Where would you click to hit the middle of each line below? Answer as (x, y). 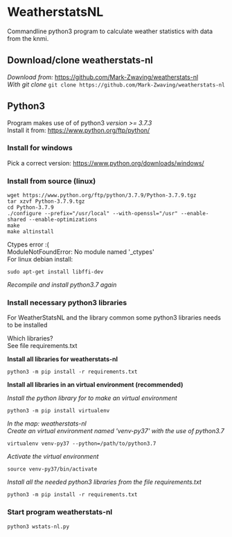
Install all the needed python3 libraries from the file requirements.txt (105, 482)
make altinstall (30, 232)
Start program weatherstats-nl (60, 512)
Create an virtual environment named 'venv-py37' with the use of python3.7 (116, 431)
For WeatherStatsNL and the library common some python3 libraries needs (114, 318)
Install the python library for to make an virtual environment (92, 398)
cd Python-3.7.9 (30, 208)
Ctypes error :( (28, 245)
